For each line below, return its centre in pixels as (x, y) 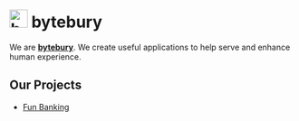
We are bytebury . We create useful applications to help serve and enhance (150, 47)
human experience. (45, 56)
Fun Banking (46, 107)
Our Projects (46, 85)
